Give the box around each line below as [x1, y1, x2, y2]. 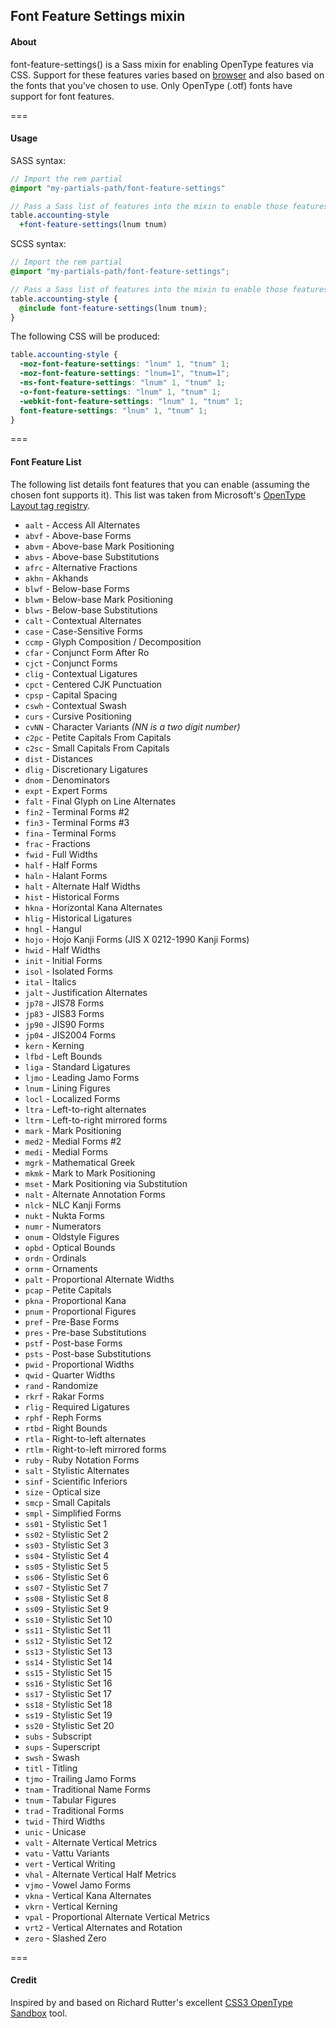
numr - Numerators [24, 1220, 102, 1232]
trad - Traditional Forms [24, 1804, 125, 1816]
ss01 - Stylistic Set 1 [24, 1517, 107, 1529]
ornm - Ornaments [24, 1262, 98, 1274]
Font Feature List [10, 456, 82, 468]
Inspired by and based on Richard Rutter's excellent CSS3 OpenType [10, 1996, 293, 2008]
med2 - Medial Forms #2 [24, 1135, 122, 1147]
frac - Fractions [24, 837, 91, 849]
